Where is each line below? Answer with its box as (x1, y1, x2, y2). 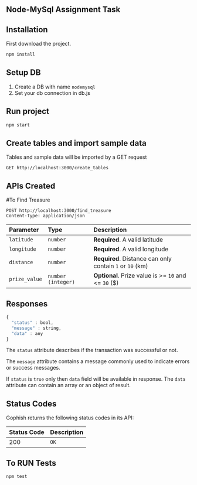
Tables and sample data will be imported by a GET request (6, 153, 147, 160)
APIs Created (6, 181, 56, 191)
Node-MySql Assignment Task (6, 5, 121, 15)
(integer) (47, 279, 75, 286)
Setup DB (6, 67, 41, 78)
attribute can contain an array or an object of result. (6, 382, 131, 389)
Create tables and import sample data (6, 138, 147, 148)
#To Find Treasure (6, 196, 50, 204)
